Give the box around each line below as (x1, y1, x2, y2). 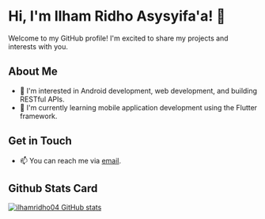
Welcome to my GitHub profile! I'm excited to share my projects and (8, 33, 229, 43)
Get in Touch (8, 134, 73, 148)
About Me (8, 65, 58, 79)
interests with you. (8, 41, 69, 51)
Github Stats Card (8, 182, 98, 195)
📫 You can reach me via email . (19, 156, 122, 165)
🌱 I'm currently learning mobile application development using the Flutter (19, 102, 258, 112)
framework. (19, 111, 58, 121)
